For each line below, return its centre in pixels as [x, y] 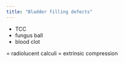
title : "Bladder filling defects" [50, 12]
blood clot [27, 41]
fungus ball [29, 35]
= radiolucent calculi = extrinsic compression [62, 53]
